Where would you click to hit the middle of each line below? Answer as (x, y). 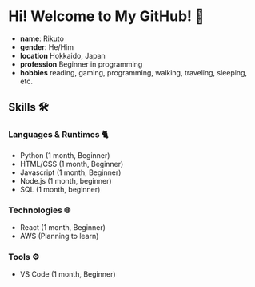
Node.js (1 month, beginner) (66, 180)
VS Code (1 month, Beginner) (68, 274)
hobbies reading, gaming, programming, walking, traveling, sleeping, (133, 72)
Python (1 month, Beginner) (65, 155)
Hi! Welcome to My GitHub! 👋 (107, 16)
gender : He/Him (47, 46)
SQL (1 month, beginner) (60, 189)
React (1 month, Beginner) (63, 227)
